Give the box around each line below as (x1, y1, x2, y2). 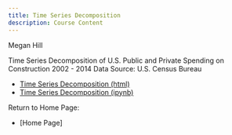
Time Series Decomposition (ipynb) (19, 87, 134, 97)
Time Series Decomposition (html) (19, 79, 130, 89)
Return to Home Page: (8, 103, 80, 112)
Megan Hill (8, 40, 43, 49)
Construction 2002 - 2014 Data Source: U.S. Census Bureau (8, 64, 202, 73)
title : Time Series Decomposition (8, 11, 121, 20)
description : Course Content (8, 19, 103, 27)
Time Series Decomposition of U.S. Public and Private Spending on (8, 56, 225, 65)
